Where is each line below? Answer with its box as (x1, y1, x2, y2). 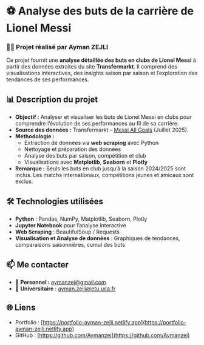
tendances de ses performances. (6, 76, 89, 83)
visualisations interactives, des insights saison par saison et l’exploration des (6, 70, 198, 77)
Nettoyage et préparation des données (24, 146, 121, 153)
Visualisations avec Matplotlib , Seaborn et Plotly (24, 158, 148, 166)
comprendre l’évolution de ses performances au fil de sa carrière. (15, 120, 179, 127)
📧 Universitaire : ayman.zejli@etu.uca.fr (15, 285, 116, 292)
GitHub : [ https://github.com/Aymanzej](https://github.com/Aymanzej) (15, 331, 190, 339)
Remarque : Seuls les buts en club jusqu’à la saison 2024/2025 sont (15, 165, 186, 172)
